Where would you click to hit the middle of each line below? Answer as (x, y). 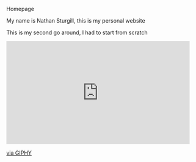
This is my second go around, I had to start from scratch (77, 32)
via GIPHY (19, 153)
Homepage (20, 9)
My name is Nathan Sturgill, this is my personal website (76, 20)
